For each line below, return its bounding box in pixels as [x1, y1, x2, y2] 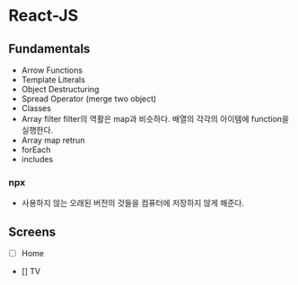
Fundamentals [8, 41, 91, 56]
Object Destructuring [21, 84, 100, 94]
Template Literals [21, 74, 86, 85]
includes [21, 154, 54, 164]
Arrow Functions [21, 65, 83, 75]
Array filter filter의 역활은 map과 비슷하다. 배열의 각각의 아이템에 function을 [21, 114, 289, 124]
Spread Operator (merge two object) [21, 93, 157, 104]
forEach [21, 144, 51, 155]
